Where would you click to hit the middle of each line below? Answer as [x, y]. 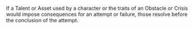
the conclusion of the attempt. [42, 20]
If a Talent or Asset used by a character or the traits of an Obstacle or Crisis [97, 8]
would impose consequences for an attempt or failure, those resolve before [97, 14]
